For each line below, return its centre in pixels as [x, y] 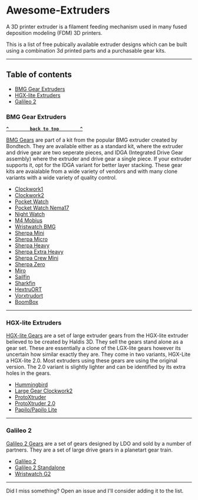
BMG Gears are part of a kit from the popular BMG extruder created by [92, 140]
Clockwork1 [29, 189]
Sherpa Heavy [32, 246]
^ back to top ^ [44, 129]
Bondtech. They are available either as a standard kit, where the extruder [95, 146]
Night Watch [30, 214]
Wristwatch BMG [35, 227]
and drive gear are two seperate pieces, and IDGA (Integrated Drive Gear [95, 153]
